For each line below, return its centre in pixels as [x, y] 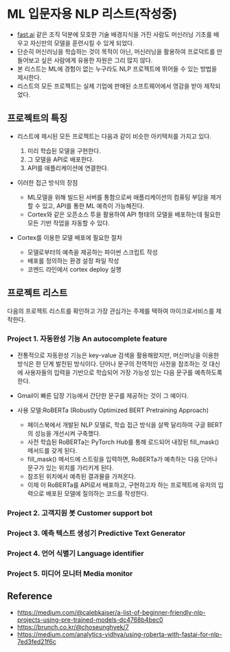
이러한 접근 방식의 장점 [47, 182]
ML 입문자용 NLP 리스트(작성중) [92, 14]
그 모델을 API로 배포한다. [60, 159]
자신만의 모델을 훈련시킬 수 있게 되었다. [82, 43]
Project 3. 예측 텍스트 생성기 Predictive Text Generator [96, 533]
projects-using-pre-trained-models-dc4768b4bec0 [90, 620]
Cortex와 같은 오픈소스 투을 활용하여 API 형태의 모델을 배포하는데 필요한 [124, 214]
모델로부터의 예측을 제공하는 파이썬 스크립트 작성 [92, 252]
